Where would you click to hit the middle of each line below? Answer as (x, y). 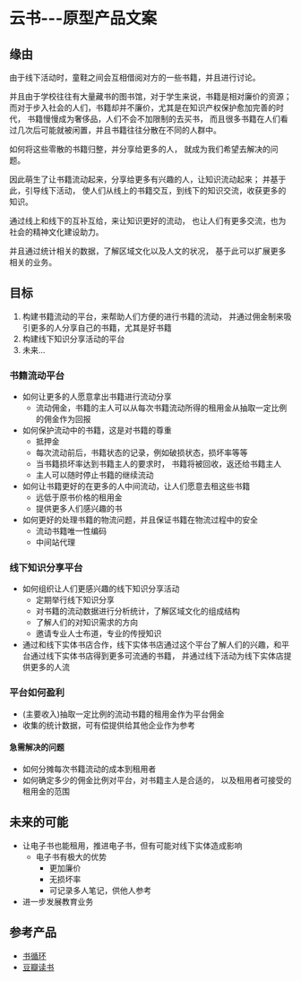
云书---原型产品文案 (83, 18)
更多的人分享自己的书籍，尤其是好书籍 (101, 327)
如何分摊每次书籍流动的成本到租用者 (89, 769)
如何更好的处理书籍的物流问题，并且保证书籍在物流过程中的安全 (140, 520)
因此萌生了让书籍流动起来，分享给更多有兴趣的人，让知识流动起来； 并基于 (148, 179)
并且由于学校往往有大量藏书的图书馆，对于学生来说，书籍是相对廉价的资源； (150, 96)
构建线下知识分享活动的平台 (73, 339)
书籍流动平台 (37, 375)
